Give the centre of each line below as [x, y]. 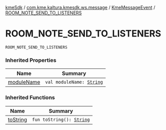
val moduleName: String [74, 82]
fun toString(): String [61, 119]
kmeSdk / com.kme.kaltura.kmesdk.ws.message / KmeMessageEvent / [80, 7]
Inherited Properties [31, 60]
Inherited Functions [30, 98]
